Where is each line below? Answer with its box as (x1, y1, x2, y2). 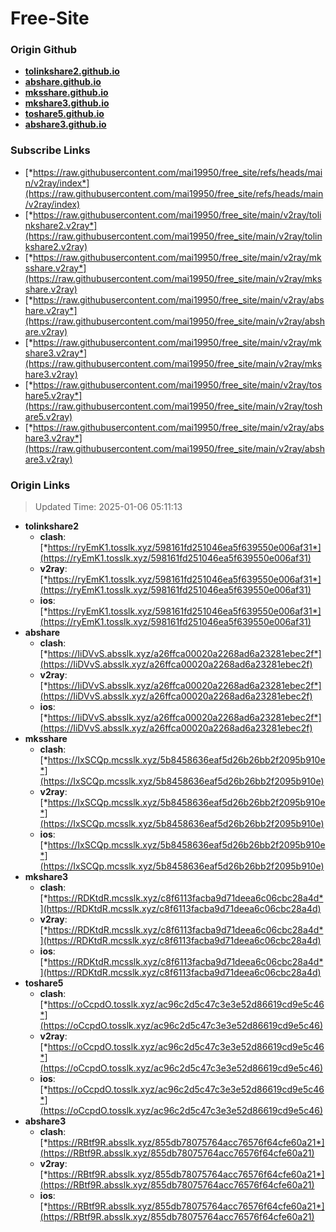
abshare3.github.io (24, 118, 107, 131)
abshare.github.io (24, 76, 102, 88)
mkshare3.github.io (24, 97, 110, 109)
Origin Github (10, 43, 78, 57)
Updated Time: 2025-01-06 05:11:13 (34, 501, 183, 513)
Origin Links (10, 478, 71, 492)
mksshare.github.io (24, 87, 109, 99)
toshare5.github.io (24, 108, 105, 120)
